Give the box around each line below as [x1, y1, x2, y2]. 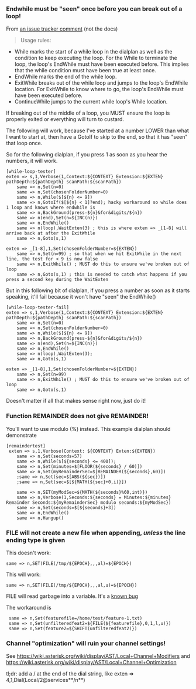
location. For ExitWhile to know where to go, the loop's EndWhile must [14, 86, 184, 93]
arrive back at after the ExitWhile [6, 230, 95, 236]
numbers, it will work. [6, 158, 58, 165]
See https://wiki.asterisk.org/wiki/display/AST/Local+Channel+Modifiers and [6, 653, 190, 660]
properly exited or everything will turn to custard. [6, 116, 125, 123]
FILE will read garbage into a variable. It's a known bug [6, 593, 139, 600]
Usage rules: [20, 37, 51, 44]
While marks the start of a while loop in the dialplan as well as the [14, 48, 173, 55]
